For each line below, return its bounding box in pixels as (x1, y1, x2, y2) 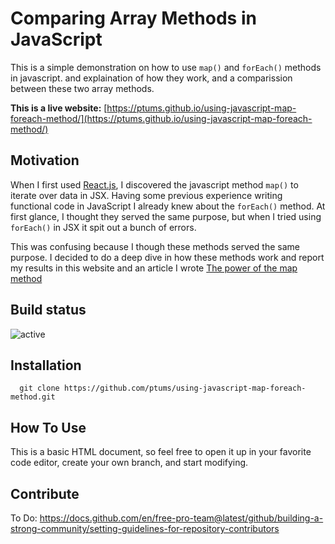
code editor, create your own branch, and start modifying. (10, 457, 249, 469)
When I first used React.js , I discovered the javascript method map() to (10, 178, 299, 191)
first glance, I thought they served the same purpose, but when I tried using (10, 210, 322, 222)
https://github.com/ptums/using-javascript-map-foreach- (63, 383, 307, 394)
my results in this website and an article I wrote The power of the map (10, 262, 298, 274)
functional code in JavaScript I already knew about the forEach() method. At (10, 200, 326, 212)
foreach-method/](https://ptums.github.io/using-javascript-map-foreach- (10, 112, 313, 124)
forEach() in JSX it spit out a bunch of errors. (10, 221, 197, 233)
